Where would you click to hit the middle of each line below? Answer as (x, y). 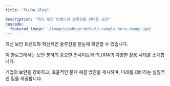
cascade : (15, 24)
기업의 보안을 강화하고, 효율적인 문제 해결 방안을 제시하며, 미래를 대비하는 (78, 72)
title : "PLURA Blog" (27, 10)
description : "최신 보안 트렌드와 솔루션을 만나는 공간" (58, 19)
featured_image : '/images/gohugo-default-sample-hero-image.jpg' (81, 29)
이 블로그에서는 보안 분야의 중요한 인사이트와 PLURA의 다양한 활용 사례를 (78, 55)
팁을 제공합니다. (26, 79)
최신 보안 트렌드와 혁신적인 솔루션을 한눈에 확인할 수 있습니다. (67, 44)
